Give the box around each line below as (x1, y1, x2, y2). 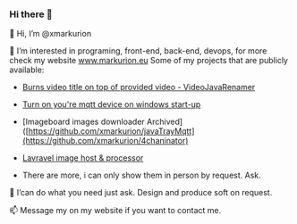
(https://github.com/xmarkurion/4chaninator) (21, 136, 189, 146)
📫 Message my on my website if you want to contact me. (9, 205, 222, 216)
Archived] (146, 116, 183, 128)
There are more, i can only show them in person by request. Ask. (21, 170, 261, 181)
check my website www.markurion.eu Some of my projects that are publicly (9, 55, 289, 66)
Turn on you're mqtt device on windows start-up (21, 99, 201, 110)
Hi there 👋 (9, 8, 54, 21)
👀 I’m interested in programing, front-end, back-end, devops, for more (9, 46, 267, 56)
